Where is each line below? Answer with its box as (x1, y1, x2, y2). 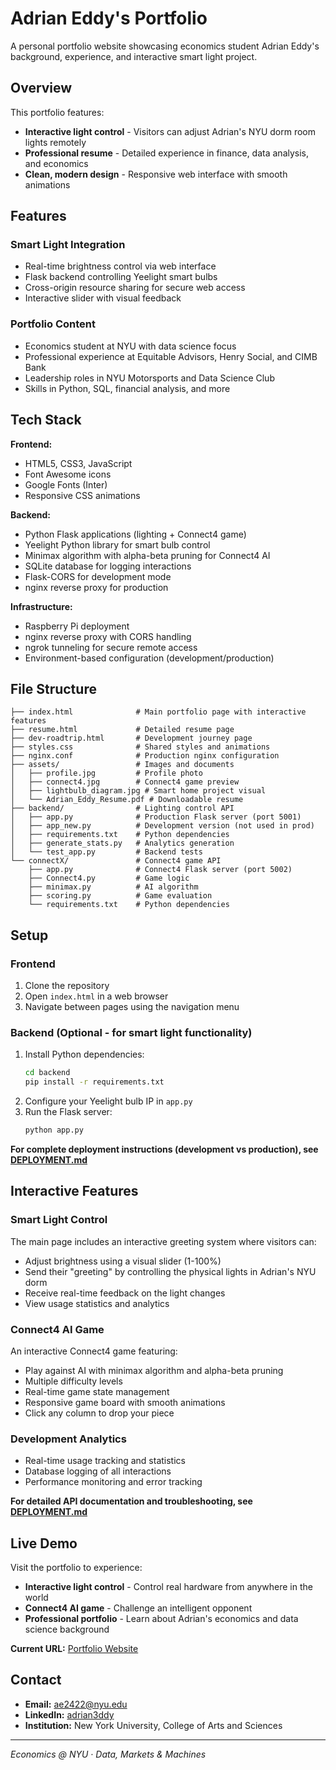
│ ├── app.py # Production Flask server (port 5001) (10, 812, 302, 822)
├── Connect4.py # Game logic (28, 873, 190, 884)
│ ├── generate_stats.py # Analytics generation (10, 838, 235, 849)
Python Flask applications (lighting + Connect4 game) (24, 528, 247, 540)
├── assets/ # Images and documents (10, 760, 235, 770)
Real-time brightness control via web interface (24, 260, 217, 272)
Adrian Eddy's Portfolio (10, 7, 208, 30)
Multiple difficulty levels (24, 1375, 123, 1387)
